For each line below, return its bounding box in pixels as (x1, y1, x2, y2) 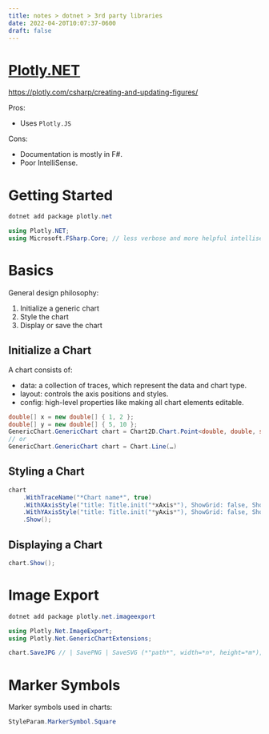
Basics (8, 262, 54, 280)
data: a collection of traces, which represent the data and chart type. (19, 380, 247, 390)
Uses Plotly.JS (19, 118, 72, 128)
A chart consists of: (8, 365, 73, 375)
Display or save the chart (19, 320, 102, 330)
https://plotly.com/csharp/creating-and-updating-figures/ (8, 87, 199, 97)
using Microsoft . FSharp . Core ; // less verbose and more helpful (8, 235, 227, 243)
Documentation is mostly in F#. (19, 150, 122, 159)
